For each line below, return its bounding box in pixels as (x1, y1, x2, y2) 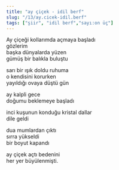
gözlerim (6, 42, 28, 50)
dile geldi (6, 115, 29, 122)
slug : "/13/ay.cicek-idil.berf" (6, 14, 87, 20)
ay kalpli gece (6, 91, 41, 98)
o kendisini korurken (6, 73, 57, 81)
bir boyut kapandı (6, 140, 50, 147)
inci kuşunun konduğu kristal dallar (6, 109, 93, 116)
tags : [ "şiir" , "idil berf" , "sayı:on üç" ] (6, 20, 114, 26)
